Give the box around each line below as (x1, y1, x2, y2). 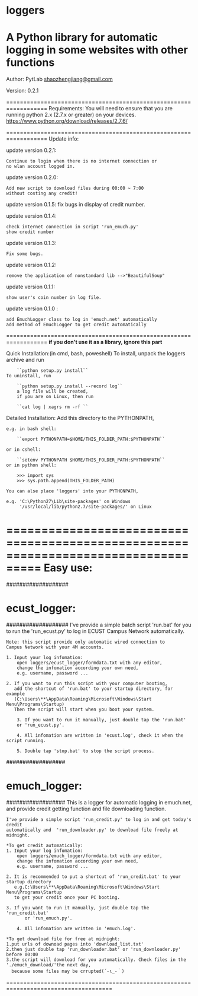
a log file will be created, (17, 389, 89, 394)
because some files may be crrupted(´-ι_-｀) (11, 968, 125, 974)
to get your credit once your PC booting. (14, 894, 120, 900)
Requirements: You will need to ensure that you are (48, 105, 173, 112)
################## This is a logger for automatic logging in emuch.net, (6, 798, 192, 806)
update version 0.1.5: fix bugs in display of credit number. (6, 201, 145, 208)
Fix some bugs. (6, 251, 44, 257)
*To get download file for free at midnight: (6, 935, 120, 942)
